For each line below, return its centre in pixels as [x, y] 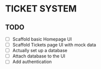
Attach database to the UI [39, 56]
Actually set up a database [40, 50]
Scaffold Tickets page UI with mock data [54, 45]
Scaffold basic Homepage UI [42, 39]
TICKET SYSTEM [41, 9]
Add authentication [32, 62]
